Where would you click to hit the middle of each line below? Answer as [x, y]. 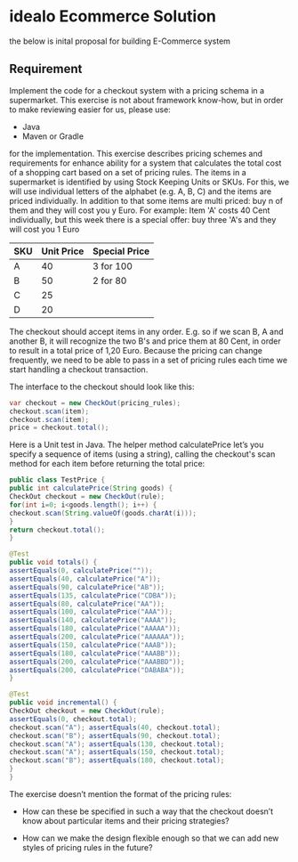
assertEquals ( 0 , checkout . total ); [73, 719]
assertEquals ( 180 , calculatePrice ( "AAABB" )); [95, 653]
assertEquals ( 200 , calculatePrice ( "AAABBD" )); [97, 662]
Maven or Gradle [53, 136]
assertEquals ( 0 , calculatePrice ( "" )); [81, 571]
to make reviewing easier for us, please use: [90, 110]
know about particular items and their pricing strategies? [125, 820]
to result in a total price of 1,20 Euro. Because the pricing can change [136, 350]
